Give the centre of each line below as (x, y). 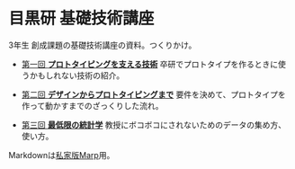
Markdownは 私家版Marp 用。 (62, 155)
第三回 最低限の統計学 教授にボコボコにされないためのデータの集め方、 (154, 125)
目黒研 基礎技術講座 (81, 18)
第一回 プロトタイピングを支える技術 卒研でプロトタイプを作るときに (150, 64)
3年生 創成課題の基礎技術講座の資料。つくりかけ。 (103, 45)
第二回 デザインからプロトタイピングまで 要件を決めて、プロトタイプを (153, 94)
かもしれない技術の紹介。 (77, 75)
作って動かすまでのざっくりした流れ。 (92, 105)
